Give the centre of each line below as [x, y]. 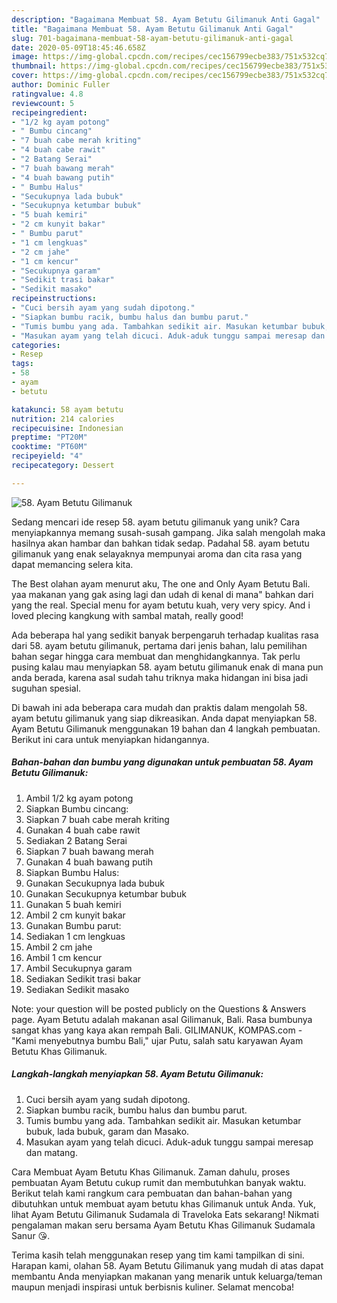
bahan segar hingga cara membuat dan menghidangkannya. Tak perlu [156, 656]
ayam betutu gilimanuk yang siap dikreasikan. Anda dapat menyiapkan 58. [164, 718]
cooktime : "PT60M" [49, 447]
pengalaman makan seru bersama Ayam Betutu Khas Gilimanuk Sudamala [163, 1225]
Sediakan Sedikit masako [77, 989]
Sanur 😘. [31, 1235]
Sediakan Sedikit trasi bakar [83, 978]
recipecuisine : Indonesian [67, 428]
